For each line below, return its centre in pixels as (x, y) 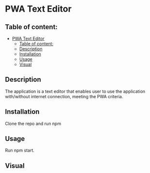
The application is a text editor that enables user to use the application (75, 91)
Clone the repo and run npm (33, 123)
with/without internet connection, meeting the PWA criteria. (64, 96)
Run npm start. (20, 150)
